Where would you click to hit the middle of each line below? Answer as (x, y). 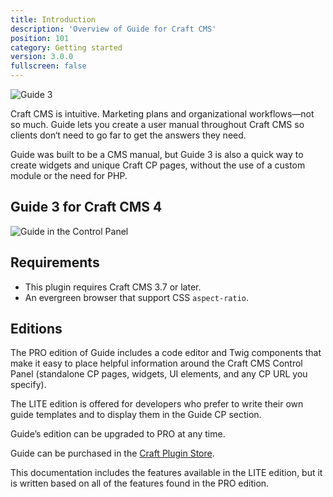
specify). (28, 385)
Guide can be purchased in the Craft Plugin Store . (112, 453)
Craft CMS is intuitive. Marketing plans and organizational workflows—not (162, 114)
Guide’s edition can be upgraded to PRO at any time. (118, 434)
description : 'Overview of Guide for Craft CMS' (113, 29)
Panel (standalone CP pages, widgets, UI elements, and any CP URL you (159, 374)
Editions (36, 329)
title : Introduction (53, 19)
